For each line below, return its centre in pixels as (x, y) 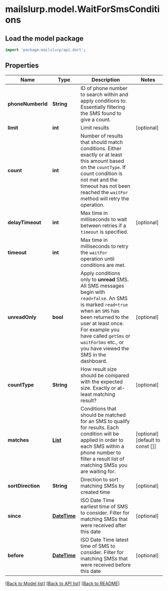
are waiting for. (98, 471)
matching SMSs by (103, 486)
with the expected (102, 381)
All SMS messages (102, 285)
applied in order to (102, 440)
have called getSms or (106, 336)
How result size (99, 369)
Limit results (95, 127)
